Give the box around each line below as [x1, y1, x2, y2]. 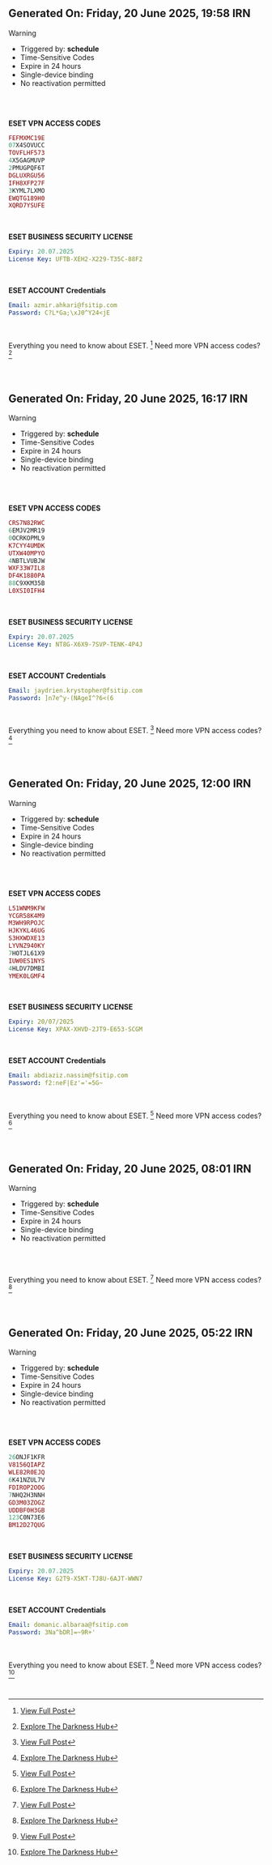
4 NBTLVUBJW [8, 557, 45, 565]
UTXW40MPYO [8, 549, 45, 557]
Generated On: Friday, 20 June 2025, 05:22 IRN [8, 1326, 253, 1339]
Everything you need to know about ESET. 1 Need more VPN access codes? [8, 339, 261, 350]
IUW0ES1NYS [8, 957, 45, 965]
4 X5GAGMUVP [8, 156, 45, 164]
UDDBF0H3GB [8, 1506, 45, 1514]
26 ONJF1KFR [8, 1453, 45, 1462]
